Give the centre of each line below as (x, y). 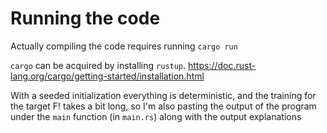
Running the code (85, 18)
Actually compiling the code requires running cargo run (124, 46)
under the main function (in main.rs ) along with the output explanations (156, 116)
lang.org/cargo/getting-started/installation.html (107, 76)
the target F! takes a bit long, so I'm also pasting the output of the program (163, 106)
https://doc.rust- (222, 65)
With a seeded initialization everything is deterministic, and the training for (163, 95)
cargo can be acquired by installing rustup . (98, 65)
